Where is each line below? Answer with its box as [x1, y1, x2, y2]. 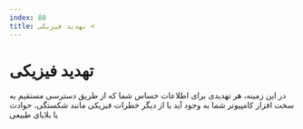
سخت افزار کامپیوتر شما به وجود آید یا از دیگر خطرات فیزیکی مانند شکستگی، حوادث [9, 100, 295, 111]
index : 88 [9, 13, 47, 23]
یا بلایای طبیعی [9, 109, 59, 120]
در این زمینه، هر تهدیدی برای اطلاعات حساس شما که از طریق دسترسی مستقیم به [9, 90, 287, 101]
